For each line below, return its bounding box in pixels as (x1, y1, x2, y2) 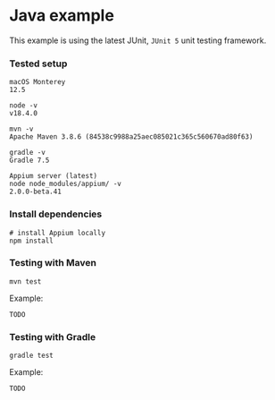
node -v (9, 101, 38, 110)
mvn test (9, 277, 42, 286)
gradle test (9, 351, 54, 361)
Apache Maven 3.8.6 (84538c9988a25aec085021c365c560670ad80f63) (9, 132, 254, 141)
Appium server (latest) (9, 172, 98, 181)
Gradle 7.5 (9, 156, 50, 166)
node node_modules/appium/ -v (9, 180, 122, 189)
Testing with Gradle (9, 330, 96, 343)
